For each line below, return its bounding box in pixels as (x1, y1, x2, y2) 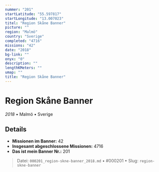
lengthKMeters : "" (5, 66, 42, 71)
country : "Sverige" (5, 34, 44, 39)
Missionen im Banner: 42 (12, 138, 64, 144)
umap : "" (5, 70, 23, 75)
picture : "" (5, 25, 29, 30)
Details (5, 125, 27, 133)
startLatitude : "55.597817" (5, 12, 62, 16)
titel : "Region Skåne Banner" (5, 20, 66, 26)
